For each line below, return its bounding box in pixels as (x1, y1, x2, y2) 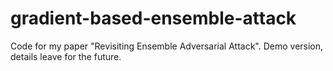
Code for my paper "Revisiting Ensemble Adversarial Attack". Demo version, (10, 40, 324, 52)
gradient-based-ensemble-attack (10, 7, 297, 30)
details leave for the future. (10, 50, 122, 62)
